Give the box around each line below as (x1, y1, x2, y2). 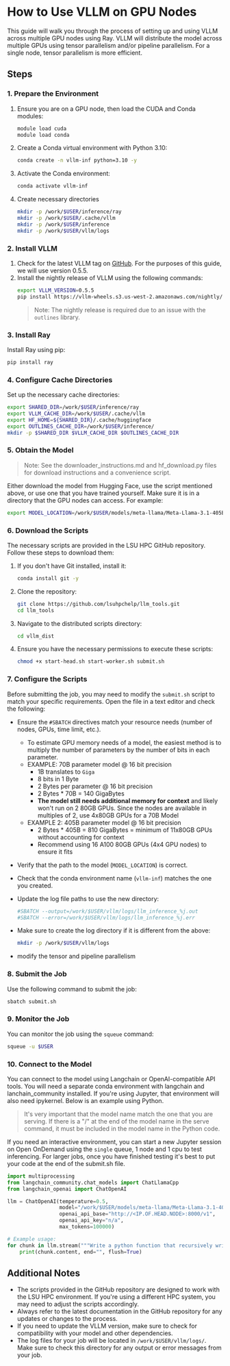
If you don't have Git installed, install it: (16, 561, 127, 570)
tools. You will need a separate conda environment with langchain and (7, 1082, 205, 1090)
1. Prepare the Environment (7, 89, 99, 99)
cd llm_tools (16, 607, 55, 614)
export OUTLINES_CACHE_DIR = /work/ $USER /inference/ (7, 422, 155, 430)
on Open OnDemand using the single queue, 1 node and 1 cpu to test (7, 1145, 202, 1153)
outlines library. (34, 313, 81, 321)
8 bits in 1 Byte (37, 774, 79, 783)
